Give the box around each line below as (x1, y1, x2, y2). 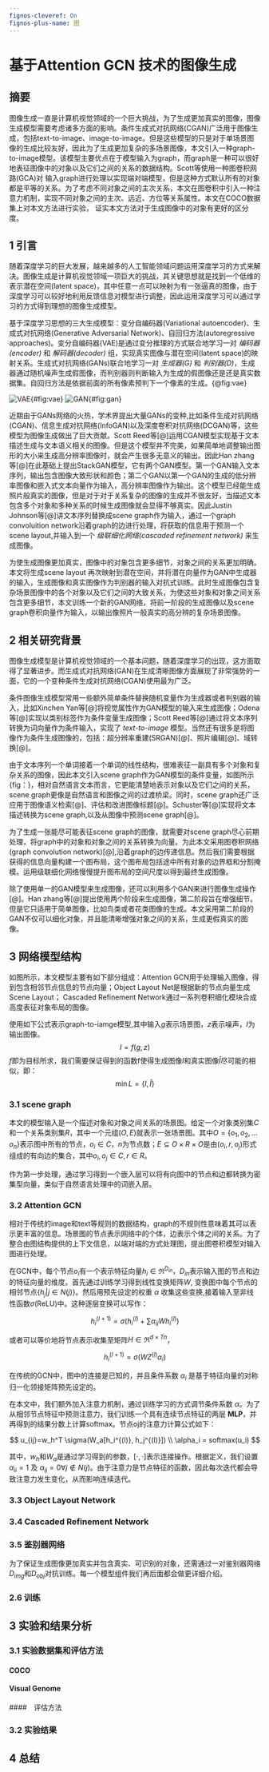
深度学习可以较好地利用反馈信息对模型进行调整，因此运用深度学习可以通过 (9, 291, 254, 301)
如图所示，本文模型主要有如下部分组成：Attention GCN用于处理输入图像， (9, 972, 252, 982)
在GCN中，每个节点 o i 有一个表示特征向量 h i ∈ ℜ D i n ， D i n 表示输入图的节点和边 (9, 1264, 260, 1278)
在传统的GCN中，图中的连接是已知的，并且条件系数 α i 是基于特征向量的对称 (9, 1371, 259, 1382)
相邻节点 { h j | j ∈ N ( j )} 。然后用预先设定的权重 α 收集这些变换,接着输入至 (9, 1287, 240, 1299)
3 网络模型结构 (9, 949, 82, 964)
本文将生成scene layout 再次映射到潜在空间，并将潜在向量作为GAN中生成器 (9, 568, 258, 577)
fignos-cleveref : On (9, 11, 78, 20)
